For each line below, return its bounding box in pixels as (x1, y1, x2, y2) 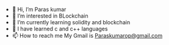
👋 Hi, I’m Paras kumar (12, 6, 67, 13)
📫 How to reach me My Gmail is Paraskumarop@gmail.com (12, 32, 163, 39)
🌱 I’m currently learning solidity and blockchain (12, 19, 131, 26)
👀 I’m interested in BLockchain (12, 12, 88, 19)
